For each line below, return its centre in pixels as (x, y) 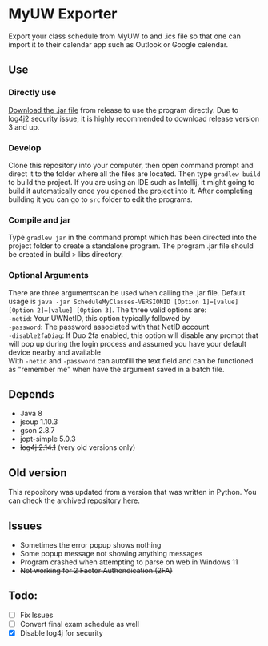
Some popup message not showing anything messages (111, 553)
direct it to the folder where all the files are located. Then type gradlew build (134, 174)
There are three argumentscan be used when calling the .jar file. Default (127, 292)
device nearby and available (55, 352)
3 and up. (24, 127)
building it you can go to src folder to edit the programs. (101, 199)
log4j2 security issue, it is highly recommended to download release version (134, 118)
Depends (31, 394)
